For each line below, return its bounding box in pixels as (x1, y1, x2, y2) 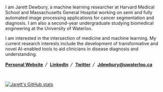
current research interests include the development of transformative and (5, 41, 158, 47)
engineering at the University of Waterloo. (5, 26, 93, 32)
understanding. (5, 51, 37, 57)
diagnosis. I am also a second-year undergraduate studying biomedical (5, 20, 154, 26)
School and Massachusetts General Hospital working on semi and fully (5, 10, 153, 16)
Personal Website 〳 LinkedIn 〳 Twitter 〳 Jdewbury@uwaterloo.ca (5, 62, 153, 68)
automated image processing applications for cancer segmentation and (5, 15, 154, 21)
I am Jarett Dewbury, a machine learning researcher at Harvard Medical (5, 4, 155, 10)
